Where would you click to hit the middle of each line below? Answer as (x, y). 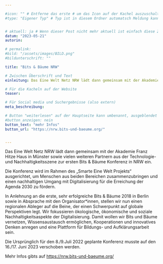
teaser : (13, 94)
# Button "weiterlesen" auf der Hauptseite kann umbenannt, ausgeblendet (81, 116)
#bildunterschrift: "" (28, 58)
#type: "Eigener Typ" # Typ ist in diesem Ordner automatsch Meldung (77, 18)
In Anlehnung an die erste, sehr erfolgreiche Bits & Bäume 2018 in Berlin (77, 196)
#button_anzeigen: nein (29, 120)
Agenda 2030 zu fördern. (30, 187)
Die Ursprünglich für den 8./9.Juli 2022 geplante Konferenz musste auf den (81, 242)
